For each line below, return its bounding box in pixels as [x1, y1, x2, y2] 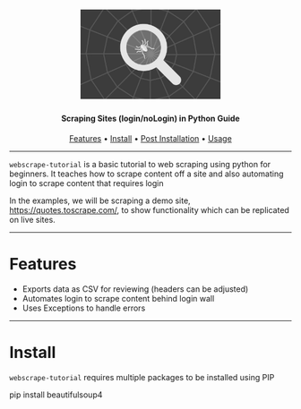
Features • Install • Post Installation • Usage [68, 133, 233, 144]
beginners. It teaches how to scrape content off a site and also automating [9, 168, 284, 179]
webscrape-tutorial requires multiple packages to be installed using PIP [9, 371, 275, 382]
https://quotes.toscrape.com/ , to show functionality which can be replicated [9, 205, 289, 216]
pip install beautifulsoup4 [9, 389, 103, 400]
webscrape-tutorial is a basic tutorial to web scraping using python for [9, 159, 271, 170]
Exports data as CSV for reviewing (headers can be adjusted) [21, 284, 249, 294]
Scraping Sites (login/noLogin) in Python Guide [61, 113, 240, 124]
